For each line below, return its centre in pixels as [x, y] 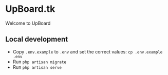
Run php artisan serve [37, 67]
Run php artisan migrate [40, 62]
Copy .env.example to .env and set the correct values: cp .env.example [88, 51]
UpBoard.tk [30, 9]
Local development [37, 39]
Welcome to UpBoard [28, 23]
